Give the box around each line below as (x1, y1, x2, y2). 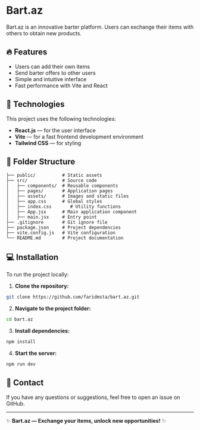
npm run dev (6, 361, 36, 367)
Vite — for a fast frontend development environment (14, 133, 144, 140)
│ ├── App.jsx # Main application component (6, 209, 137, 215)
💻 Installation (6, 252, 59, 262)
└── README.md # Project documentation (6, 235, 124, 241)
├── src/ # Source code (6, 177, 97, 184)
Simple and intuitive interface (14, 75, 87, 82)
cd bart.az (6, 317, 33, 322)
